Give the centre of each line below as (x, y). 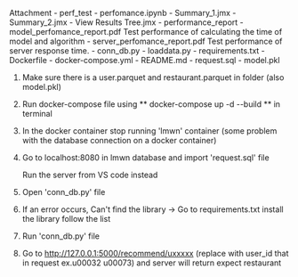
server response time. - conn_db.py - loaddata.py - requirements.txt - (137, 51)
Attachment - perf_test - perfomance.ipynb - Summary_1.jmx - (123, 13)
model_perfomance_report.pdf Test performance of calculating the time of (146, 32)
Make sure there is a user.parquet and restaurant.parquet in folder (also (153, 77)
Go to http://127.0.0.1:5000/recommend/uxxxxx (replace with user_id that (155, 253)
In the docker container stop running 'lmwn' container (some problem (149, 131)
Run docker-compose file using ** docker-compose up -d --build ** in (151, 104)
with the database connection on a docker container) (119, 140)
